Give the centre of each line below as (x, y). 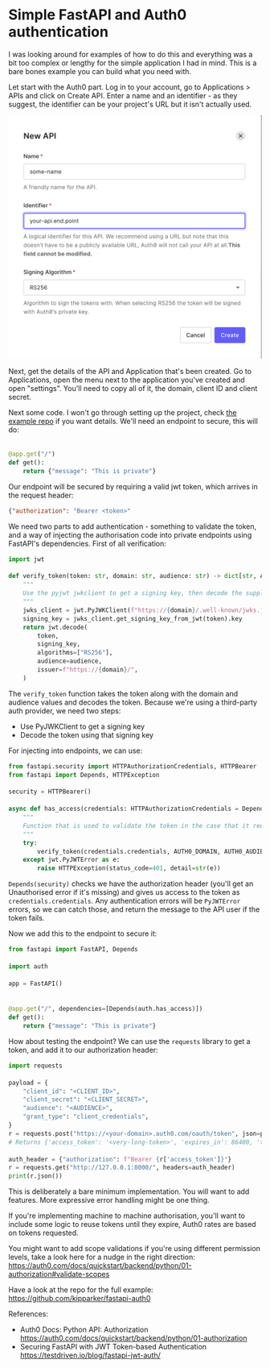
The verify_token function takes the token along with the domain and (123, 693)
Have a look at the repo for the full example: (81, 1290)
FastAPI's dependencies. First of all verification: (88, 543)
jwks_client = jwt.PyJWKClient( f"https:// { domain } (109, 610)
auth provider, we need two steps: (65, 710)
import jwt (27, 559)
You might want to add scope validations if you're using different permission (135, 1249)
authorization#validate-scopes (59, 1274)
